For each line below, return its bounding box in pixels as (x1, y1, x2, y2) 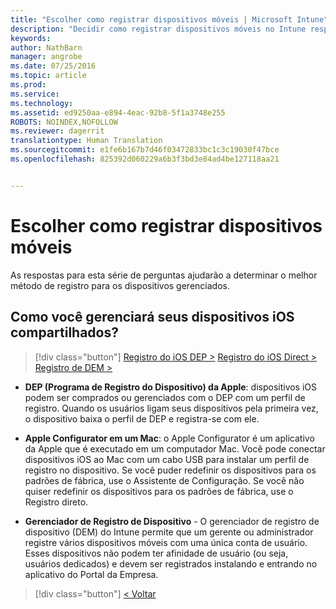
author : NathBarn (10, 42, 83, 53)
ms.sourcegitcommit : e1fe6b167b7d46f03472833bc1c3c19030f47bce (10, 145, 280, 155)
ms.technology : (10, 98, 74, 108)
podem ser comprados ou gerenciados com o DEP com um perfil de (24, 391, 306, 403)
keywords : (10, 33, 52, 43)
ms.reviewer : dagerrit (10, 126, 105, 136)
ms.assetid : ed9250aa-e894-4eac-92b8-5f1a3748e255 (10, 107, 226, 118)
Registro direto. (24, 496, 89, 508)
